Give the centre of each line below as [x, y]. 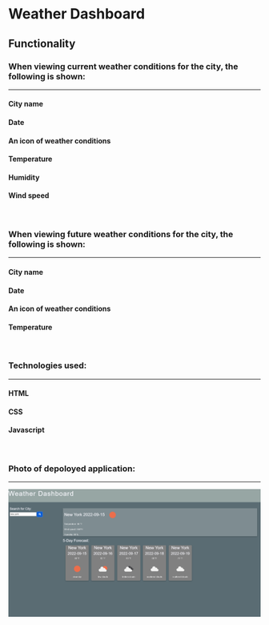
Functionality [42, 44]
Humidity [24, 177]
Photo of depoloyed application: [72, 468]
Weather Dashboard [77, 14]
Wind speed [29, 196]
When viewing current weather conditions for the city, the [123, 67]
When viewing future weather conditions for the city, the [121, 234]
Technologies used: [48, 365]
